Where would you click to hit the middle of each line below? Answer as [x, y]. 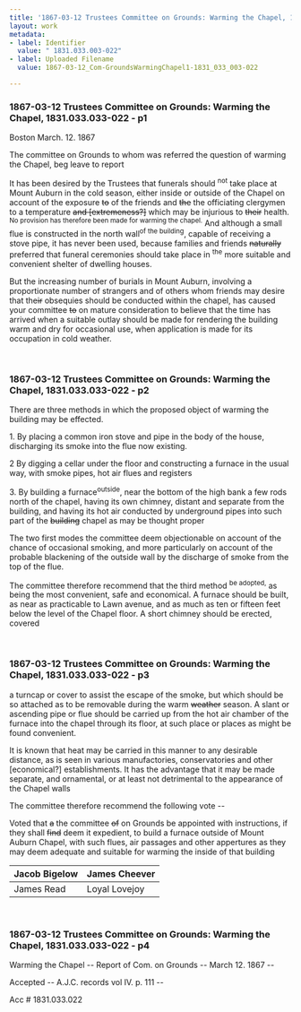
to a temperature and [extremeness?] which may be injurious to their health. [149, 212]
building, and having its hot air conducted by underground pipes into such [146, 511]
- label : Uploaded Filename [62, 59]
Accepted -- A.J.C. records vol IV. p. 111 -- [86, 982]
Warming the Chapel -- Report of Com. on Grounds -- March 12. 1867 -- [142, 965]
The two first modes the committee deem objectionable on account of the [146, 538]
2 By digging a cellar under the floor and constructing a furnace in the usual [149, 463]
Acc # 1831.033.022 [46, 999]
